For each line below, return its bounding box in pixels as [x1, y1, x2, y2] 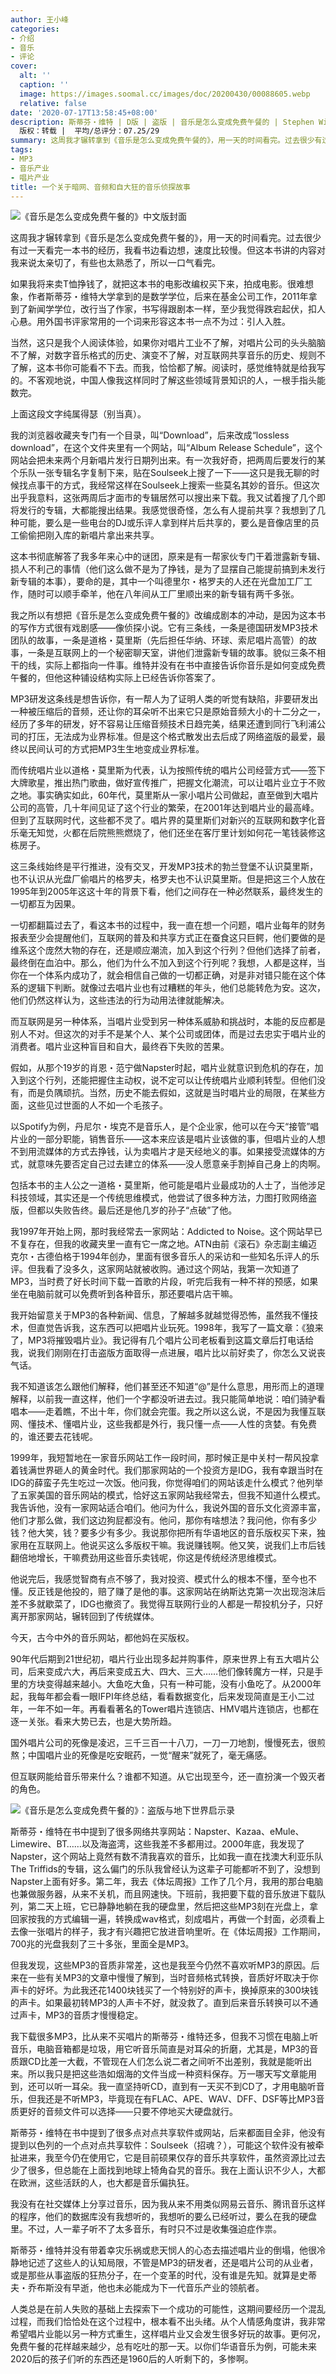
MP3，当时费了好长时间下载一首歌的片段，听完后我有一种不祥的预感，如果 [10, 1276, 319, 1288]
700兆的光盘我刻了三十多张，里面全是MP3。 [10, 1938, 195, 1950]
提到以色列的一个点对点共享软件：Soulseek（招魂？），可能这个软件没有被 [10, 2139, 316, 2151]
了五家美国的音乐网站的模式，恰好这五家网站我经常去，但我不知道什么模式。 [10, 1489, 326, 1501]
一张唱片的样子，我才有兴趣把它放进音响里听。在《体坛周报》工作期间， [27, 1926, 326, 1938]
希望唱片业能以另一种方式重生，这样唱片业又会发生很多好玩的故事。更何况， [10, 2328, 326, 2340]
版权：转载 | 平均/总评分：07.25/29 [19, 126, 160, 136]
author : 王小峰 [10, 14, 69, 25]
